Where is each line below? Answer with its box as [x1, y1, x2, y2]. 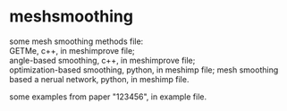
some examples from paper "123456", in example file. [9, 91, 207, 102]
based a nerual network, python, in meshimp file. [9, 73, 190, 84]
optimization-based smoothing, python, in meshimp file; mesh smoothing [9, 64, 279, 75]
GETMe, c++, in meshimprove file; [9, 45, 136, 55]
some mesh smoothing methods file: [9, 36, 144, 47]
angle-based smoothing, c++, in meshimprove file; [9, 55, 196, 65]
